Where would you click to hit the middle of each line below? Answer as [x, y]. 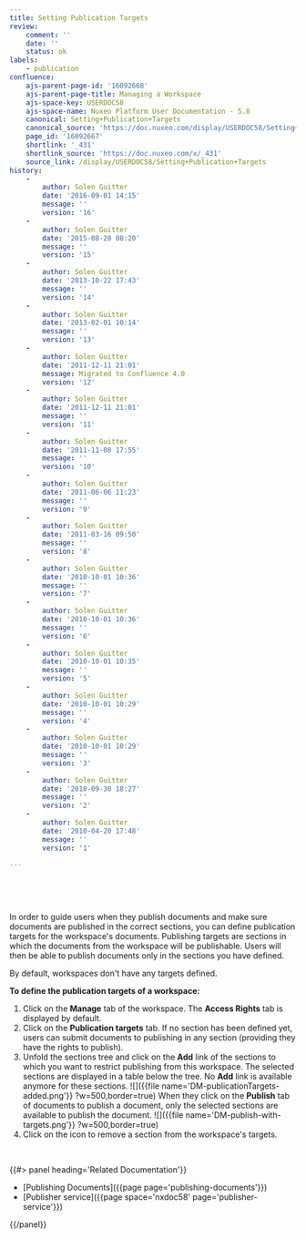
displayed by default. [62, 1019]
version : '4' [67, 721]
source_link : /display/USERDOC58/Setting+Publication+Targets [146, 162]
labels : [24, 60]
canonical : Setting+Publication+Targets [103, 119]
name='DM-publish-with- [233, 1115]
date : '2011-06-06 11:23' [92, 492]
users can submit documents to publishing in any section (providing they [159, 1038]
